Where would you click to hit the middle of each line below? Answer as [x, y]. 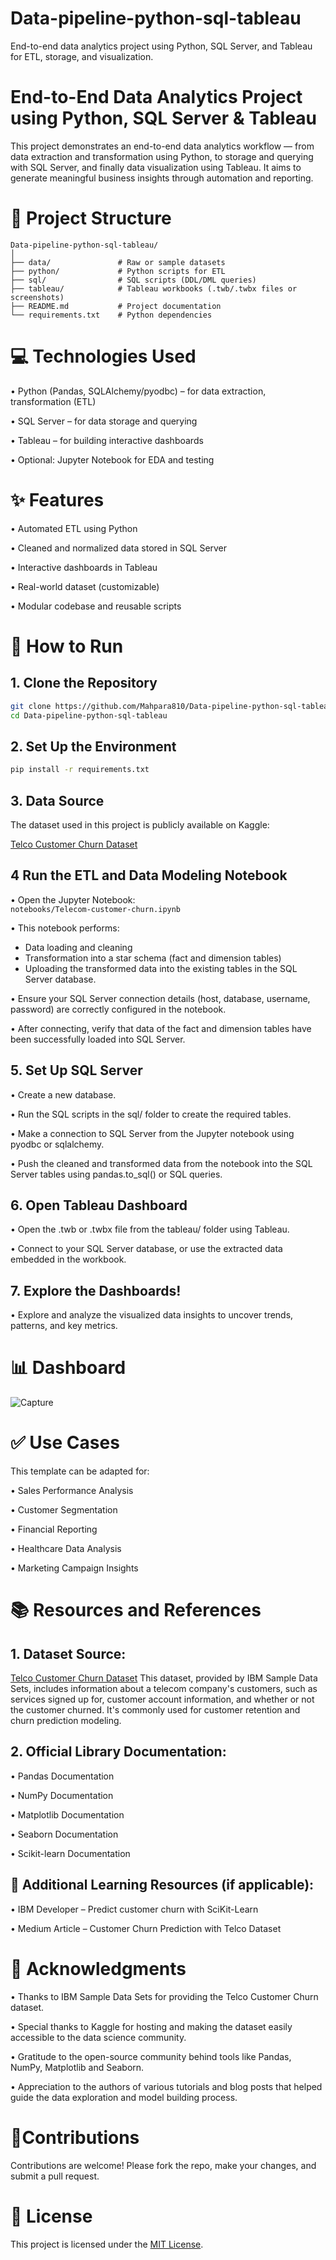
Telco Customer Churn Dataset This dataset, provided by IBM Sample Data [164, 1678]
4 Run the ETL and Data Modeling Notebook [149, 875]
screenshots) [37, 297]
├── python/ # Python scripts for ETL [118, 271]
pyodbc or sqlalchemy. [57, 1144]
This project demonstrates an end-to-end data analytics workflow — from [162, 146]
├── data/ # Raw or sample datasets [118, 262]
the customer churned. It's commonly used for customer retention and [155, 1710]
